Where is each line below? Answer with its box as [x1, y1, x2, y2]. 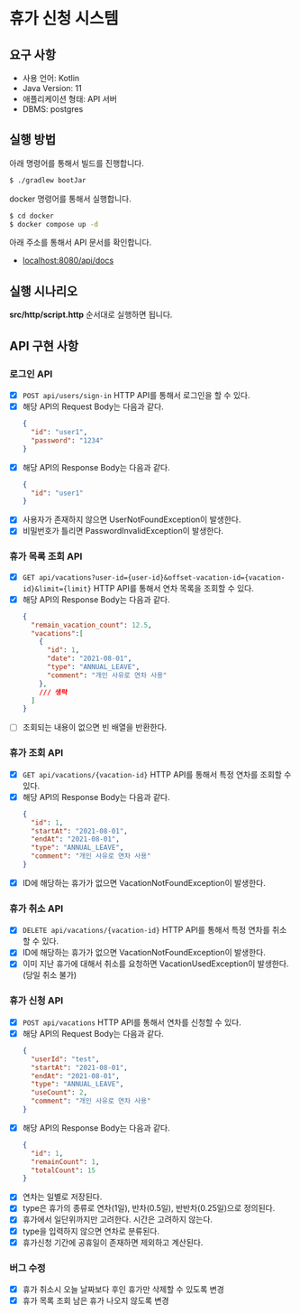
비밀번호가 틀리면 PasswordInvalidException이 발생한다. [22, 526, 223, 536]
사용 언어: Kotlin [22, 73, 80, 83]
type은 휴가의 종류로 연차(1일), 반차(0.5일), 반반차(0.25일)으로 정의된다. [22, 1203, 276, 1214]
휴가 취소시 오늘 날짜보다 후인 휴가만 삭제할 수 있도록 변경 [22, 1283, 225, 1294]
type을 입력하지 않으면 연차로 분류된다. [22, 1225, 160, 1236]
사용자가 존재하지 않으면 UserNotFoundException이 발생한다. [22, 514, 241, 525]
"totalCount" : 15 [31, 1166, 96, 1175]
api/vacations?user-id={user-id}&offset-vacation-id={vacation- [39, 573, 286, 582]
